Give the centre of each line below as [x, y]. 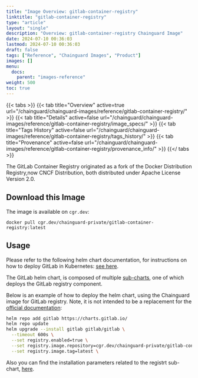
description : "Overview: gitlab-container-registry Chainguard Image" [95, 34]
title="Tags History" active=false [46, 130]
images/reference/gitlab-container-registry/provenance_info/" [82, 148]
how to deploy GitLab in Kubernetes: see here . [62, 266]
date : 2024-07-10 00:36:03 [39, 39]
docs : [18, 72]
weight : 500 [21, 83]
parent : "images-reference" [51, 77]
